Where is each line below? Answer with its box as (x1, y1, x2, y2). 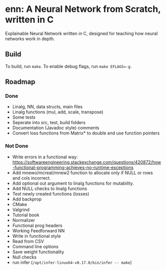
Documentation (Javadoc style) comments (12, 125, 100, 131)
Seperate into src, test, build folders (12, 120, 86, 126)
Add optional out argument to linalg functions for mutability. (12, 180, 134, 186)
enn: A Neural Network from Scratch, (5, 3, 161, 15)
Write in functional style (12, 233, 61, 239)
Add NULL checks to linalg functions (12, 185, 88, 192)
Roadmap (5, 78, 36, 86)
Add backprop (12, 196, 42, 202)
